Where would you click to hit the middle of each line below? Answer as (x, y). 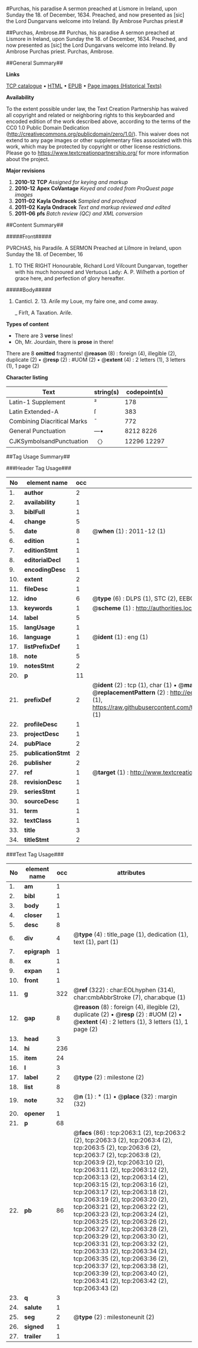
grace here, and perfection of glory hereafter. (70, 278)
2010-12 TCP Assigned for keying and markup (71, 182)
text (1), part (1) (96, 942)
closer (33, 915)
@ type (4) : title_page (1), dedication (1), (131, 934)
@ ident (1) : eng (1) (120, 637)
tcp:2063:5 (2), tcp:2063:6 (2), (117, 1148)
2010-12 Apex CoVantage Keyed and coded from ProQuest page (94, 188)
